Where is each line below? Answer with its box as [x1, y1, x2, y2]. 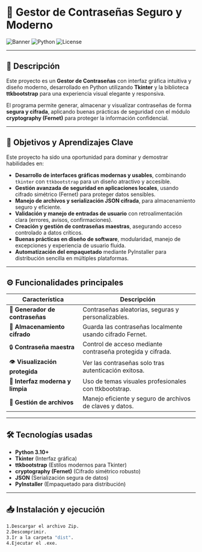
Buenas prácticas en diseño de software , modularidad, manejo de [14, 235, 181, 242]
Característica [22, 295, 64, 304]
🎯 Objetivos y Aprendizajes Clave [6, 138, 133, 148]
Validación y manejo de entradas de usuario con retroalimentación [14, 210, 183, 217]
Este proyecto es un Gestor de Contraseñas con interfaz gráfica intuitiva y [6, 77, 192, 84]
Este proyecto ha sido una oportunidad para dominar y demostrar [6, 153, 168, 161]
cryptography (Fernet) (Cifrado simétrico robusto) [14, 468, 141, 475]
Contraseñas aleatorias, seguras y [82, 305, 179, 314]
